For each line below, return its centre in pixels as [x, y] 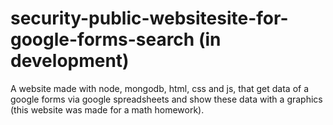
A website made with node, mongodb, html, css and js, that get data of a [160, 88]
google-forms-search [102, 39]
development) [70, 61]
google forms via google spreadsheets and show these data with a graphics [166, 99]
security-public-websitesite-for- [149, 18]
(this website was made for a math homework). [107, 109]
